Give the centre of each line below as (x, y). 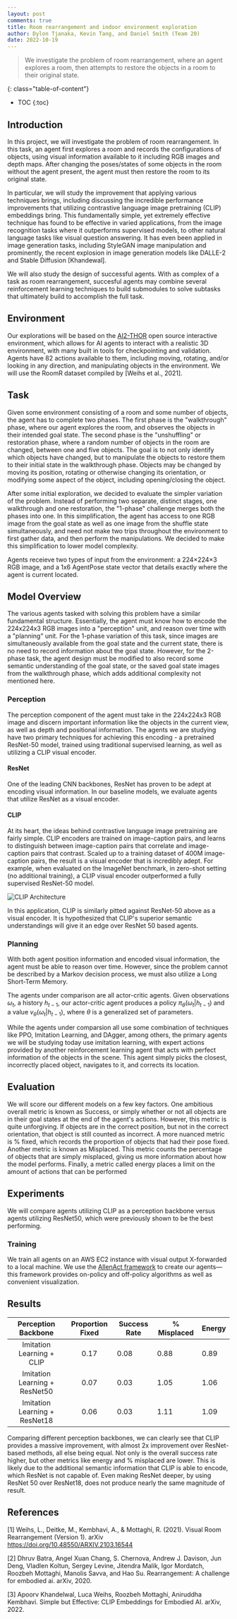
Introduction (35, 125)
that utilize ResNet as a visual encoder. (63, 799)
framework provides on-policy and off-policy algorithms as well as (116, 1274)
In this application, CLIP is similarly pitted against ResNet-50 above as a (111, 911)
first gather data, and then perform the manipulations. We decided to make (116, 538)
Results (24, 1304)
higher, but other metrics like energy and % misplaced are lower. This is (111, 1460)
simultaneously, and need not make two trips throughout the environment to (117, 530)
